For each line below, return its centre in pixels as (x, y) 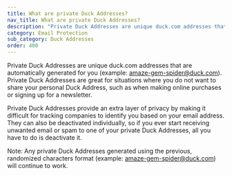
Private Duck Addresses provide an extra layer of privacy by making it (106, 108)
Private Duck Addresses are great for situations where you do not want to (112, 80)
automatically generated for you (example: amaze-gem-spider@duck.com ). (115, 73)
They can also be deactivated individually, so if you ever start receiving (108, 123)
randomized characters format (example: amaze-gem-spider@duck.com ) (112, 158)
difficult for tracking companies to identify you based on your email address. (116, 116)
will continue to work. (38, 166)
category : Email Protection (48, 33)
